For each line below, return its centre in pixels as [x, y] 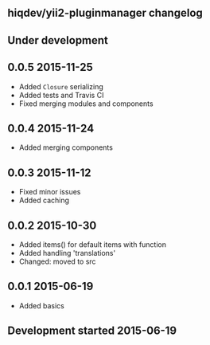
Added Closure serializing [61, 86]
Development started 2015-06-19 [92, 331]
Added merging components [66, 147]
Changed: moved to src [57, 261]
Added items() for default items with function [92, 245]
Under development [58, 40]
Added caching [44, 200]
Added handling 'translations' [67, 253]
